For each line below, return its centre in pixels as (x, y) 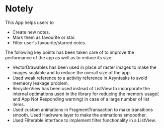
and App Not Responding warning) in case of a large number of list (81, 99)
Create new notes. (31, 32)
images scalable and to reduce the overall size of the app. (72, 72)
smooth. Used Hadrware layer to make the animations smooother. (80, 115)
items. (19, 104)
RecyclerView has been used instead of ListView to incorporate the (81, 88)
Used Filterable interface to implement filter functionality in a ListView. (84, 120)
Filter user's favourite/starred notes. (49, 42)
